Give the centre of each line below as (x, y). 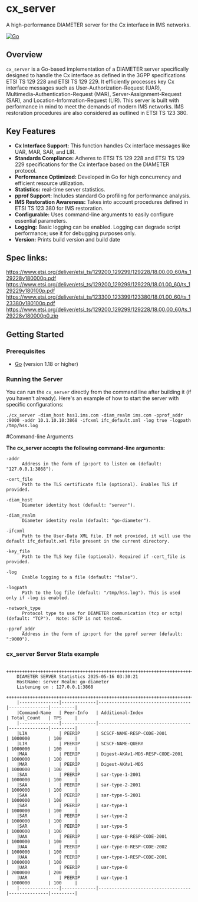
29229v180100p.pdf (31, 291)
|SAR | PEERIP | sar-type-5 (72, 826)
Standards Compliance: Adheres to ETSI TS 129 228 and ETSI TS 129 (99, 158)
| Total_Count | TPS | (42, 718)
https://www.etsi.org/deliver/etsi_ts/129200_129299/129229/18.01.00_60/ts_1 (98, 285)
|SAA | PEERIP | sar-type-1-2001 (79, 774)
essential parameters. (41, 220)
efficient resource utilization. (49, 183)
